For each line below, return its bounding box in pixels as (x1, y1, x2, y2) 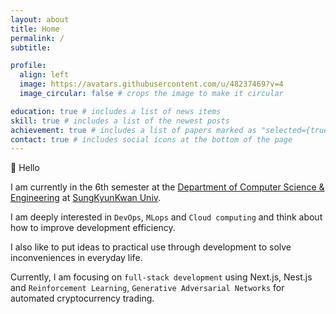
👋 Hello (10, 162, 40, 174)
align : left (19, 70, 70, 80)
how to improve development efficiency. (10, 222, 176, 234)
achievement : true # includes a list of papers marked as (10, 125, 257, 135)
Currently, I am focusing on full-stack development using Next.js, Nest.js (10, 271, 313, 283)
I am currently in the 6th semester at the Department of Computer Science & (10, 181, 325, 193)
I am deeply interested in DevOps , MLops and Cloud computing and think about (10, 211, 323, 223)
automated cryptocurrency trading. (10, 292, 155, 305)
